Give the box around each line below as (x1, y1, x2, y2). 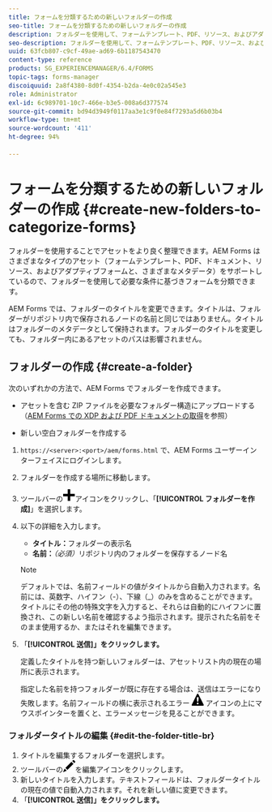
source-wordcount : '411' (8, 124, 92, 133)
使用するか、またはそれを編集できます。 (41, 621, 176, 632)
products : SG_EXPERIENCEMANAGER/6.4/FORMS (8, 65, 154, 73)
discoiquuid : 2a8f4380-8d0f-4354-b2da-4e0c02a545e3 (8, 81, 186, 89)
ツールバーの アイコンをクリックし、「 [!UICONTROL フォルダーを (19, 493, 249, 503)
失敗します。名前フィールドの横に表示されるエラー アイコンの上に (19, 698, 256, 707)
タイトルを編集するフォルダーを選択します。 (19, 750, 169, 760)
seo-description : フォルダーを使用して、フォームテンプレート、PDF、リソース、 (8, 39, 249, 47)
